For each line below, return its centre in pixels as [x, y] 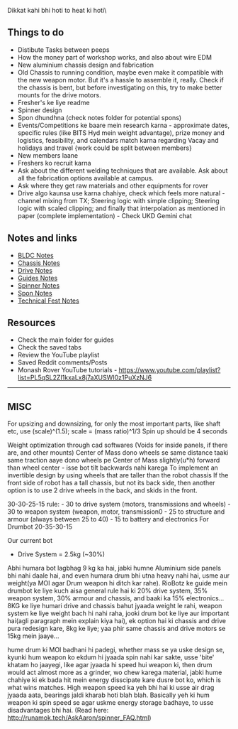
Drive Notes [35, 270]
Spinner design [40, 110]
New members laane [48, 155]
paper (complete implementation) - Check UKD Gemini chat [105, 215]
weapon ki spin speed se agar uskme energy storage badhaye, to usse [110, 703]
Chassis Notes [39, 263]
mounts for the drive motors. [59, 94]
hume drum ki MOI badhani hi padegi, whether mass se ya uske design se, [116, 650]
